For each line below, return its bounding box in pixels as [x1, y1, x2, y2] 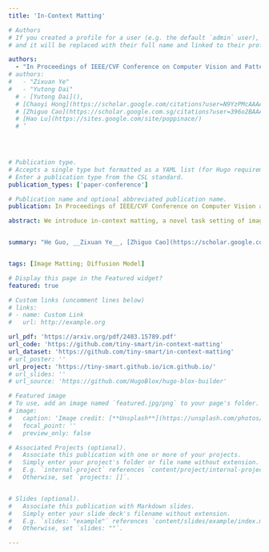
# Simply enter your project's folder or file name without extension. [8, 458, 260, 466]
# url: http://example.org [8, 318, 106, 326]
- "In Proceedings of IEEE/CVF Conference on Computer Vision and [15, 63, 242, 71]
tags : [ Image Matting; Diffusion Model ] [8, 260, 146, 268]
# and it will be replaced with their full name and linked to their [8, 41, 246, 49]
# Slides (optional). [8, 494, 81, 502]
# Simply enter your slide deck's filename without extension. [8, 510, 231, 518]
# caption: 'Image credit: [8, 414, 106, 422]
